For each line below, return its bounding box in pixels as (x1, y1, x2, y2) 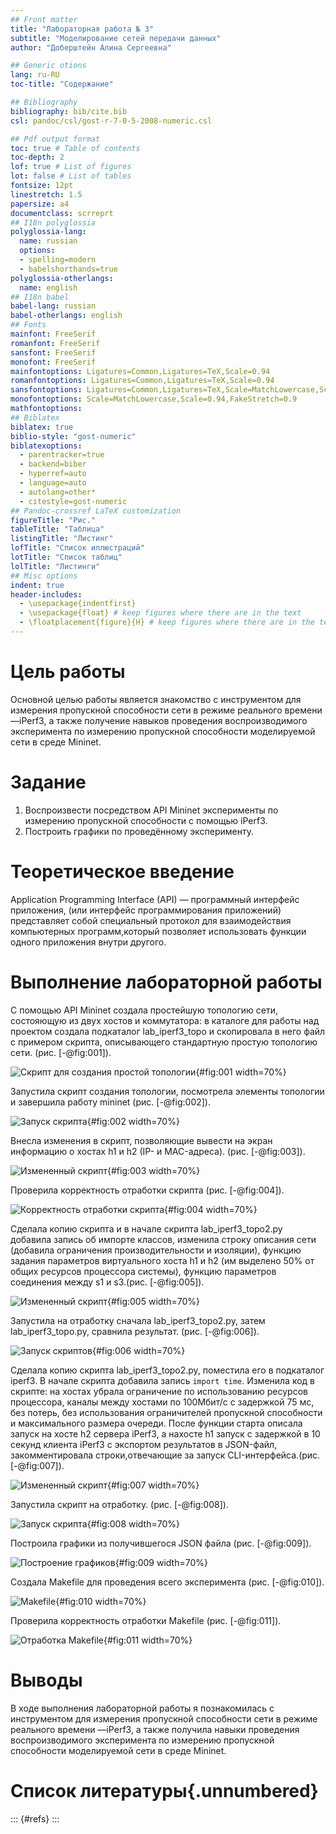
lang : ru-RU (10, 70, 60, 80)
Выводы (10, 1669, 83, 1691)
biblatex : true (10, 422, 74, 432)
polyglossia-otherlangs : (10, 273, 114, 283)
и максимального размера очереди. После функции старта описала (10, 1417, 303, 1429)
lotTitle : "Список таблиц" (10, 552, 123, 562)
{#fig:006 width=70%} (91, 1344, 186, 1356)
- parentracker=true (19, 450, 105, 460)
